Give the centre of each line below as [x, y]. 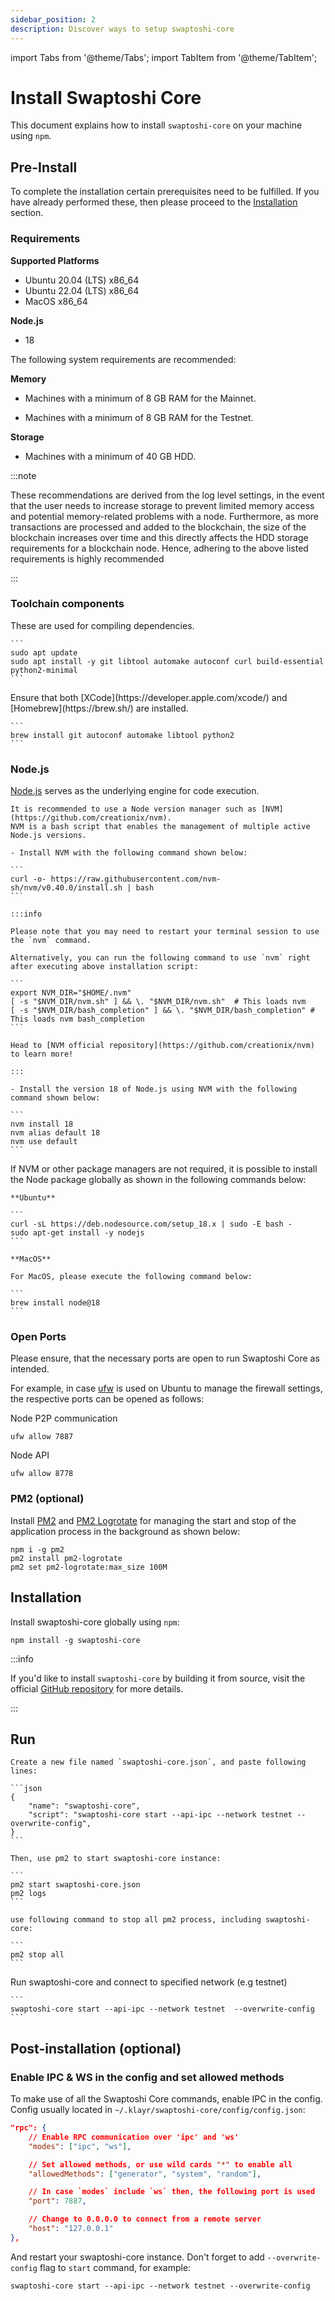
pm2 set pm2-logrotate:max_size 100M [89, 1567]
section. [27, 213]
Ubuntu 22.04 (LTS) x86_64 [82, 290]
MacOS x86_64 [56, 301]
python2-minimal [44, 670]
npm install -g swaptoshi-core [75, 1640]
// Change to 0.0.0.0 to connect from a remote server [145, 2219]
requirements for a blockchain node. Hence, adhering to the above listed [159, 548]
